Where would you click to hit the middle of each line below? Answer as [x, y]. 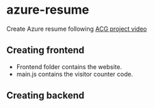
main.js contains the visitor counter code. [75, 74]
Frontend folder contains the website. [69, 66]
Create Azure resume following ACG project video [77, 29]
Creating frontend [46, 50]
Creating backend [46, 95]
